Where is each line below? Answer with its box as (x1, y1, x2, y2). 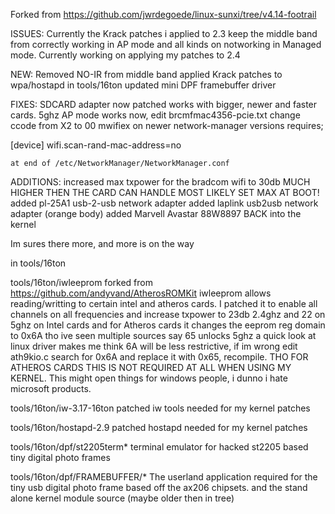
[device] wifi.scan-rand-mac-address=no (10, 139, 182, 151)
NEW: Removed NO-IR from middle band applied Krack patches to (10, 69, 283, 80)
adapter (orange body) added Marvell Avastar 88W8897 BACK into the (10, 208, 302, 219)
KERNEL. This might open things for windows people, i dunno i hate (10, 372, 288, 384)
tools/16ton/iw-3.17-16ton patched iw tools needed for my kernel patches (10, 402, 311, 414)
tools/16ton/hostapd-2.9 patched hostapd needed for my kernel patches (10, 422, 308, 433)
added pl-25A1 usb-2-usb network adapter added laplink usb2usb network (10, 197, 319, 209)
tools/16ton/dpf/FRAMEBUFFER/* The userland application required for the (10, 471, 318, 483)
